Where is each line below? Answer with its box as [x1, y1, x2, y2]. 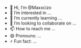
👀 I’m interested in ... [9, 10, 52, 16]
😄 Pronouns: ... [9, 33, 42, 39]
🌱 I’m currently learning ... [9, 15, 62, 21]
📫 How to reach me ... [9, 26, 55, 31]
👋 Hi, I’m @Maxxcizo [9, 5, 52, 10]
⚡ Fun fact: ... [9, 38, 37, 44]
